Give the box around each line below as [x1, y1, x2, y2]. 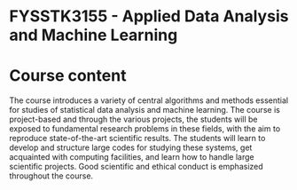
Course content [9, 66, 127, 86]
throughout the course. [9, 170, 94, 181]
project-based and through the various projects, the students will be [9, 114, 259, 125]
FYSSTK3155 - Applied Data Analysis [9, 6, 289, 27]
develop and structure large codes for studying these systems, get [9, 142, 253, 153]
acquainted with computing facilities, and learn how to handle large [9, 152, 254, 162]
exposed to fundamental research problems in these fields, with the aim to [9, 123, 281, 134]
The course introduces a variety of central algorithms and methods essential [9, 95, 289, 106]
